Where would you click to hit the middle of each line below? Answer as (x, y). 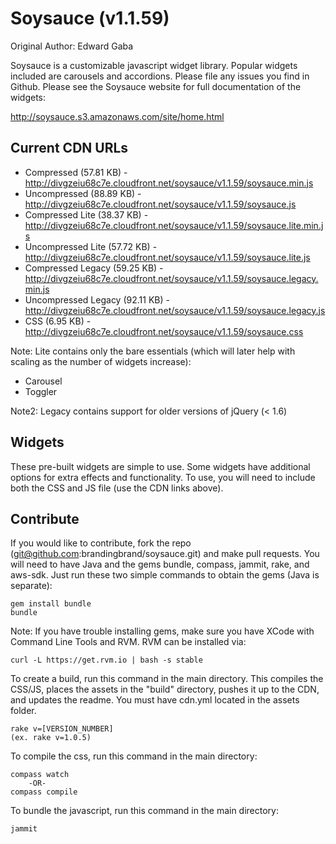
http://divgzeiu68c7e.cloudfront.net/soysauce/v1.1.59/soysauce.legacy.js (175, 310)
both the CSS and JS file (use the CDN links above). (117, 488)
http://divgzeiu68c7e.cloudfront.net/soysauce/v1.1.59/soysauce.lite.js (167, 257)
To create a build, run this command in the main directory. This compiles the (167, 679)
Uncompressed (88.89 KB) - (83, 193)
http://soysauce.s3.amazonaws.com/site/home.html (117, 116)
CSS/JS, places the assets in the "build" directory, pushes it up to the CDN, (165, 689)
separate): (31, 586)
